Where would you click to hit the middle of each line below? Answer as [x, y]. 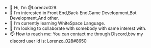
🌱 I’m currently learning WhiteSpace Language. [57, 23]
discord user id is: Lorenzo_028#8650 [48, 41]
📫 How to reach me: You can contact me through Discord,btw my [76, 34]
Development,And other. [34, 18]
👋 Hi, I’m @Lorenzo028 [33, 8]
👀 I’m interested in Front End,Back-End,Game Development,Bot [73, 13]
